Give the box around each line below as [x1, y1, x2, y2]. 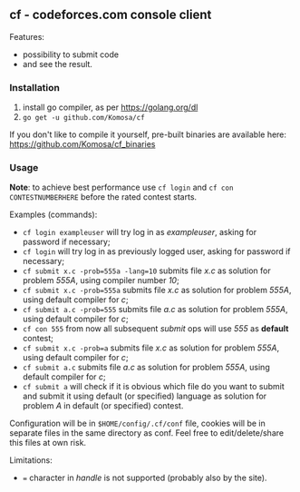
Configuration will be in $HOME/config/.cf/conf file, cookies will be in [9, 418, 266, 429]
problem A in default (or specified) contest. [22, 400, 184, 411]
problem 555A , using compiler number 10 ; [22, 275, 179, 286]
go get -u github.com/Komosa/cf [22, 113, 145, 123]
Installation [9, 81, 61, 93]
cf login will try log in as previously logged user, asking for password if [22, 246, 292, 257]
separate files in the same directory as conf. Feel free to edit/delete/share [9, 428, 284, 438]
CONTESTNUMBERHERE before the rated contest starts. [9, 192, 198, 202]
